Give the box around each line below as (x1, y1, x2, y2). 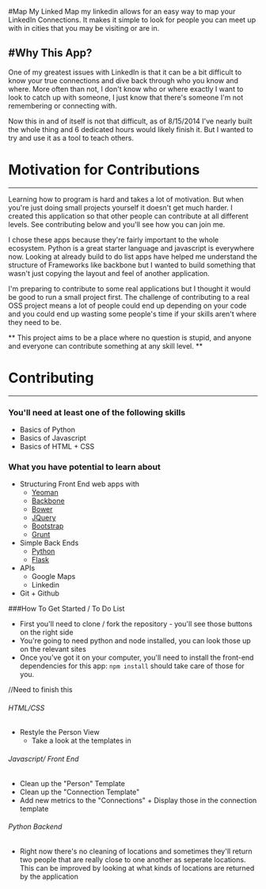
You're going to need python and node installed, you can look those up (19, 636, 251, 645)
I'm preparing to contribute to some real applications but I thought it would (8, 284, 251, 293)
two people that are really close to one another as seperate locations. (19, 854, 246, 864)
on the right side (19, 628, 74, 637)
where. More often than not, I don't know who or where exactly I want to (8, 84, 244, 93)
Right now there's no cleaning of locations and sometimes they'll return (19, 846, 253, 856)
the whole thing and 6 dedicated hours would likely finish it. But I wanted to (8, 124, 253, 134)
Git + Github (19, 588, 59, 598)
